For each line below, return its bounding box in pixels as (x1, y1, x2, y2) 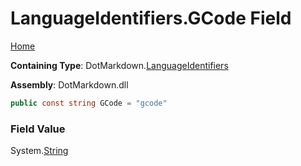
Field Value (10, 122, 66, 136)
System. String (10, 145, 69, 157)
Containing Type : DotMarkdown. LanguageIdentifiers (10, 59, 229, 71)
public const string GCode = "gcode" (10, 98, 168, 108)
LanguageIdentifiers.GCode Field (10, 7, 292, 30)
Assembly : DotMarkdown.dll (10, 78, 129, 91)
